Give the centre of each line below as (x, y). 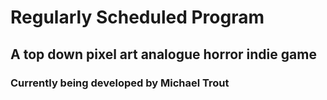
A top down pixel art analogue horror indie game (163, 54)
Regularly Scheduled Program (137, 17)
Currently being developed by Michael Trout (120, 83)
